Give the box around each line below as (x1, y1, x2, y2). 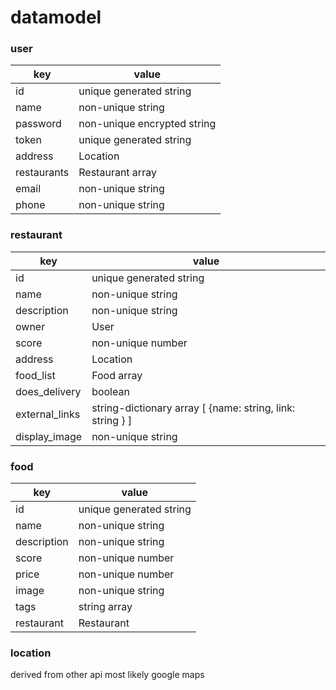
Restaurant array (78, 166, 157, 180)
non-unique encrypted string (78, 117, 217, 131)
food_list (15, 368, 56, 382)
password (15, 117, 62, 131)
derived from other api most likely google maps (10, 669, 205, 681)
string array (78, 600, 133, 614)
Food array (91, 368, 143, 382)
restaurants (15, 166, 70, 180)
